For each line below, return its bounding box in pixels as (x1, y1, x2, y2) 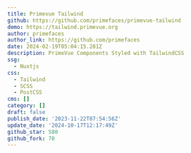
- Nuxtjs (13, 63, 39, 70)
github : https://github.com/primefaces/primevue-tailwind (7, 17, 181, 24)
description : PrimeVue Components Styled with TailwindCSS (7, 50, 185, 57)
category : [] (7, 102, 46, 109)
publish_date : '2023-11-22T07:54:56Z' (7, 115, 121, 122)
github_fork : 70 (7, 135, 55, 142)
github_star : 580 (7, 128, 58, 135)
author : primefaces (7, 30, 65, 37)
